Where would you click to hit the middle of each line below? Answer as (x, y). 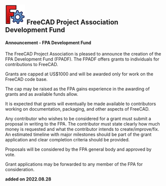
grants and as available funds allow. (42, 94)
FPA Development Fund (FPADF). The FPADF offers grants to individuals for (82, 59)
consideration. (20, 169)
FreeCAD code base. (27, 79)
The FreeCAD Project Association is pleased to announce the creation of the (83, 54)
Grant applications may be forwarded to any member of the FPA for (74, 164)
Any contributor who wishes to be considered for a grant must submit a (78, 119)
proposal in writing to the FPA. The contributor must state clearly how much (83, 124)
